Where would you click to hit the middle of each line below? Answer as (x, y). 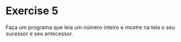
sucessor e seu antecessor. (39, 33)
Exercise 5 (32, 11)
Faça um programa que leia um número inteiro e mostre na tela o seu (90, 27)
